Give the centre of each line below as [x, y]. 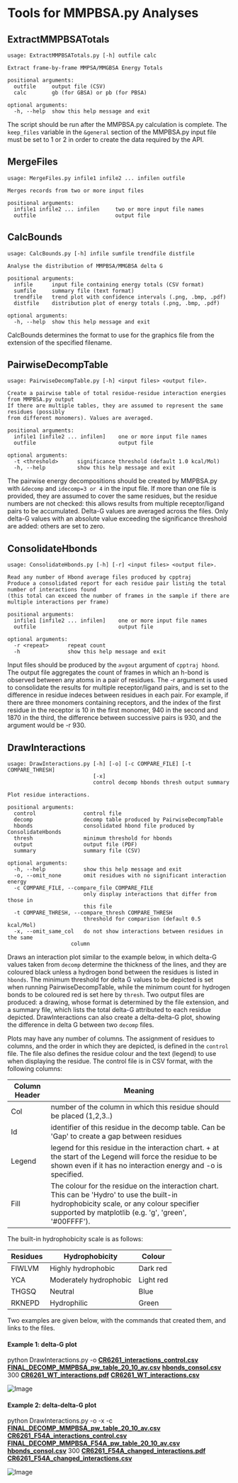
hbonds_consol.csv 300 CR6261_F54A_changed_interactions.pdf [107, 1451]
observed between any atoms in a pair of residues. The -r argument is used [118, 680]
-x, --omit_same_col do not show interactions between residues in [118, 932]
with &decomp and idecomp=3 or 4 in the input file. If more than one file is [112, 489]
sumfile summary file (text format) [74, 291]
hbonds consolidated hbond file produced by [104, 826]
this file [98, 907]
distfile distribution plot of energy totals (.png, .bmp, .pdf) [117, 303]
